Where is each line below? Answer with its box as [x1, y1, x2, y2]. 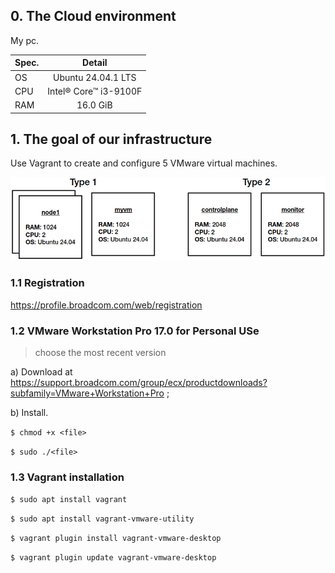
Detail [82, 57, 108, 69]
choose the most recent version [34, 346, 167, 358]
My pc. [10, 34, 40, 46]
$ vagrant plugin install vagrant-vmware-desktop [10, 534, 222, 544]
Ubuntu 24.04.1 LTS [53, 71, 137, 83]
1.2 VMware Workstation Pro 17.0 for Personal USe [10, 324, 260, 338]
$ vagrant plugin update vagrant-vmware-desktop [10, 553, 217, 563]
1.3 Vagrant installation [10, 470, 125, 484]
